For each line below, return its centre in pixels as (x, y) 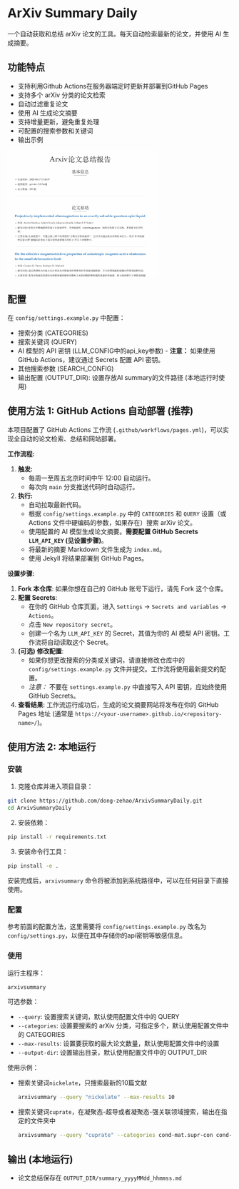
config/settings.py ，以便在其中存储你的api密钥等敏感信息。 (97, 935)
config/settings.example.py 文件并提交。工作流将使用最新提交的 (124, 668)
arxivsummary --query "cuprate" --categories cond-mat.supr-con (115, 1135)
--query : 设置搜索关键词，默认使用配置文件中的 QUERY (98, 1017)
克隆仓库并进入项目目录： (55, 786)
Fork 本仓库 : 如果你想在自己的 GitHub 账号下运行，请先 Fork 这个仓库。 (122, 588)
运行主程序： (26, 973)
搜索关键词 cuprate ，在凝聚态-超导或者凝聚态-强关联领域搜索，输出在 (119, 1112)
